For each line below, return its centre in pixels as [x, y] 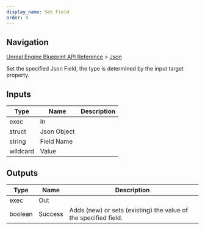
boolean [21, 214]
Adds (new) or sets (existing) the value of [129, 210]
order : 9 [17, 18]
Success [51, 214]
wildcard [22, 152]
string [18, 142]
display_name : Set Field [38, 12]
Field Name [56, 142]
